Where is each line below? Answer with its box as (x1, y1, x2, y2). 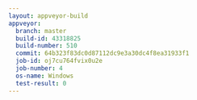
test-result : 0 (15, 79, 67, 87)
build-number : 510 (15, 42, 78, 50)
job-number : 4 (15, 65, 63, 73)
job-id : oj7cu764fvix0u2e (15, 57, 103, 65)
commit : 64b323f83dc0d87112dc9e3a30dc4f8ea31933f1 (15, 49, 190, 57)
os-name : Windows (15, 72, 74, 80)
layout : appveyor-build (8, 11, 89, 20)
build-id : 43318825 (15, 34, 82, 43)
